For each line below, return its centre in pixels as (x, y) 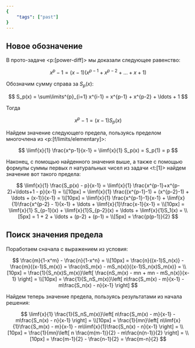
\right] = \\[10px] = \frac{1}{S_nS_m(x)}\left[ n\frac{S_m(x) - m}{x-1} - (101, 279)
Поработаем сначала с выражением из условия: (67, 249)
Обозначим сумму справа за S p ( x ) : (50, 84)
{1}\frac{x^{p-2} (31, 204)
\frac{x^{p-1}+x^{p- (156, 185)
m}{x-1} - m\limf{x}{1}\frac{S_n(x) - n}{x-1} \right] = (117, 326)
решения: (18, 302)
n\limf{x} (170, 320)
